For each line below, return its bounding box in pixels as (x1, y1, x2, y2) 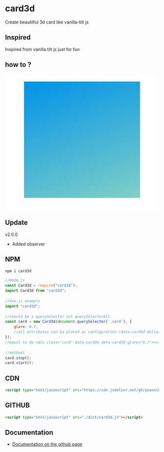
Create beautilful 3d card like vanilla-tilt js (5, 19, 89, 25)
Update (5, 218, 28, 227)
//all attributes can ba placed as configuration (14, 330, 117, 334)
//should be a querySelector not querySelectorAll (5, 314, 110, 319)
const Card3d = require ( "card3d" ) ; (5, 283, 78, 288)
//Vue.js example (5, 298, 41, 304)
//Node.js (5, 278, 25, 283)
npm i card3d (5, 269, 32, 274)
